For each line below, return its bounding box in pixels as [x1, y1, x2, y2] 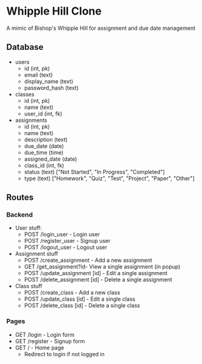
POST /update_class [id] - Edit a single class [24, 295, 136, 303]
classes [15, 90, 35, 98]
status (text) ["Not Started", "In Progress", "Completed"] [24, 168, 165, 175]
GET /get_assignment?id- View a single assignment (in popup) [24, 263, 181, 270]
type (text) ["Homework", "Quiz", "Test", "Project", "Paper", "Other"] [24, 175, 195, 182]
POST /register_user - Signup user [24, 237, 111, 245]
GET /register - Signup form [15, 337, 85, 345]
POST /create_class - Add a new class [24, 289, 120, 296]
